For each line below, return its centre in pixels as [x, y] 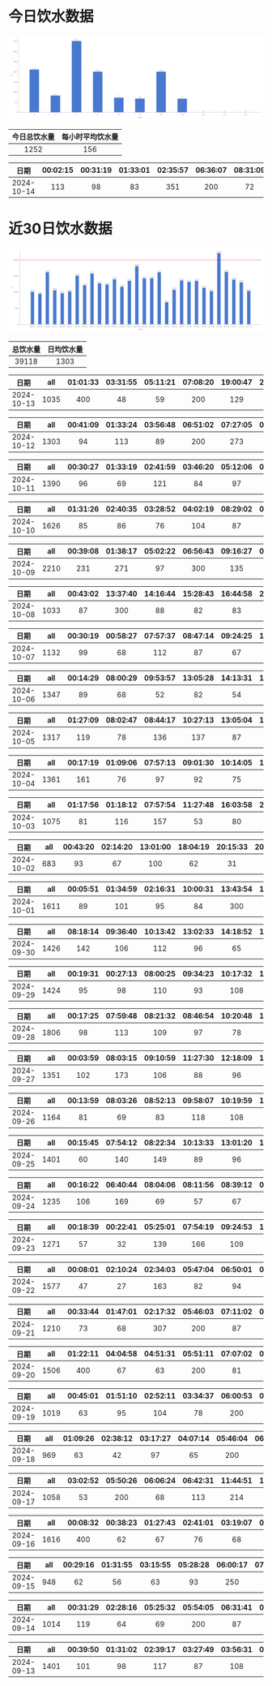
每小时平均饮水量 [90, 137]
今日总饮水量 [33, 137]
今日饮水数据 [51, 17]
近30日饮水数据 [60, 229]
